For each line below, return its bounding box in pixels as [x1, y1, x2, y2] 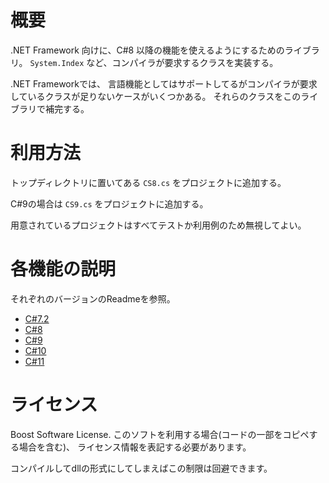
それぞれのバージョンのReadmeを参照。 [10, 292, 176, 305]
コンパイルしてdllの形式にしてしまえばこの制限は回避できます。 [10, 462, 273, 474]
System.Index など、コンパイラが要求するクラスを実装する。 [29, 56, 279, 68]
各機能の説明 [10, 258, 117, 281]
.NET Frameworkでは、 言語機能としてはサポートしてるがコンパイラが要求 [10, 77, 318, 90]
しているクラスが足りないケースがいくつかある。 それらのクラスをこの [10, 90, 302, 102]
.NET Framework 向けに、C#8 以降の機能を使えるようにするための [10, 44, 285, 56]
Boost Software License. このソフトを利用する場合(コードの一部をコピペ [10, 428, 310, 440]
